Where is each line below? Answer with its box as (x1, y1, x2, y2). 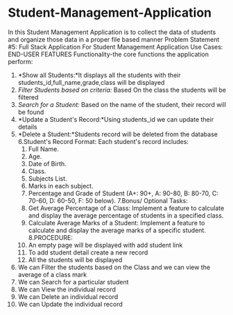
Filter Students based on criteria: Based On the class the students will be (17, 86, 227, 94)
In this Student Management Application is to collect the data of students (8, 28, 216, 36)
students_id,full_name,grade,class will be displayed (17, 78, 165, 86)
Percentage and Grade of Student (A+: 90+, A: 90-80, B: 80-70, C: (28, 189, 219, 197)
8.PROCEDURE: (28, 233, 74, 241)
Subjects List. (28, 174, 68, 182)
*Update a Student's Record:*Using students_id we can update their (17, 115, 214, 123)
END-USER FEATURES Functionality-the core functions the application (8, 50, 209, 58)
